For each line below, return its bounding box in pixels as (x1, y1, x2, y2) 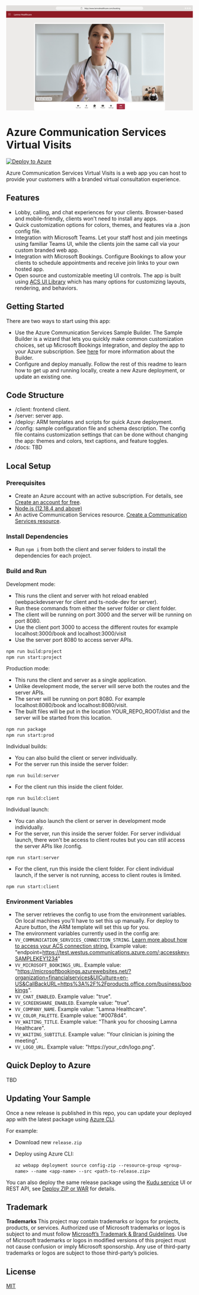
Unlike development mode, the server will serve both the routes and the (14, 682, 190, 689)
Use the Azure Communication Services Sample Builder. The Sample (14, 329, 182, 336)
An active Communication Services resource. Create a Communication (14, 511, 188, 518)
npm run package (6, 726, 46, 732)
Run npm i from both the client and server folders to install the (14, 546, 166, 553)
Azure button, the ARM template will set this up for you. (14, 923, 150, 930)
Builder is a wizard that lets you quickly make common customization (14, 335, 184, 342)
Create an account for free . (14, 499, 82, 506)
